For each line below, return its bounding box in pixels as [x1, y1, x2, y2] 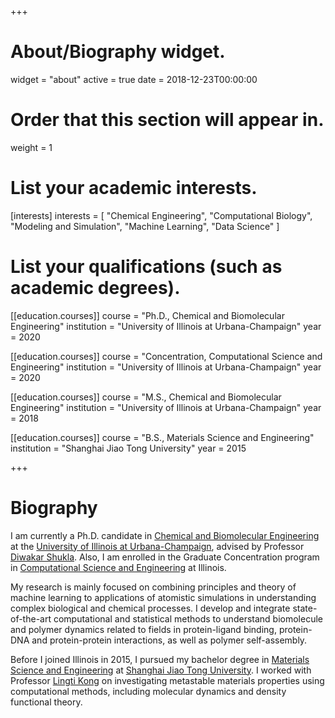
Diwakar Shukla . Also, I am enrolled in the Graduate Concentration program [10, 551, 320, 563]
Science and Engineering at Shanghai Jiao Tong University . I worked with [10, 664, 312, 676]
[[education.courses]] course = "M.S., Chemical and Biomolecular [10, 391, 282, 403]
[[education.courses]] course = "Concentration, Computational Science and [10, 350, 323, 362]
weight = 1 [10, 141, 53, 153]
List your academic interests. [10, 177, 258, 200]
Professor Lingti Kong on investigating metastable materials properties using [10, 674, 325, 686]
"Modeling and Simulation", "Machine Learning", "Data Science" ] [10, 220, 280, 232]
